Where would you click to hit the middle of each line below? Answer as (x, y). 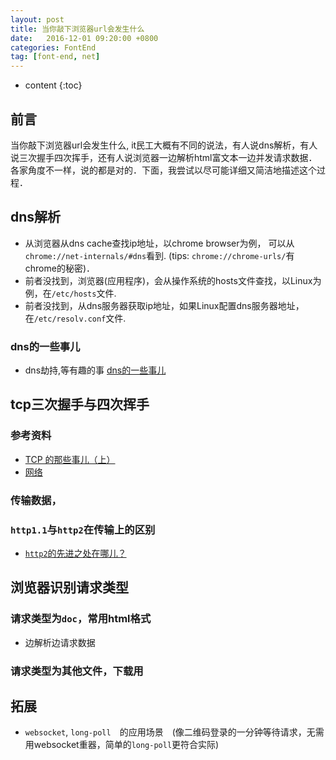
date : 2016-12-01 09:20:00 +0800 (84, 38)
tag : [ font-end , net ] (55, 57)
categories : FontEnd (53, 47)
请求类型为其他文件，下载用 (77, 671)
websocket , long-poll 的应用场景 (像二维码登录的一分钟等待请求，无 (170, 732)
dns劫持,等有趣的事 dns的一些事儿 (95, 370)
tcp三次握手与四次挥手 (80, 404)
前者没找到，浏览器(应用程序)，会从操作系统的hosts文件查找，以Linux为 (173, 280)
